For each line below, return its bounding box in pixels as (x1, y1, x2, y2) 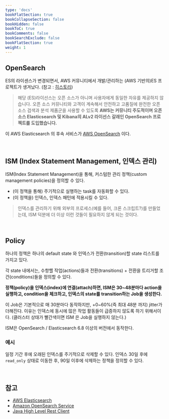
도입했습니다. (31, 120, 57, 126)
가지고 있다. (5, 257, 29, 263)
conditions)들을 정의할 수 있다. (11, 274, 72, 280)
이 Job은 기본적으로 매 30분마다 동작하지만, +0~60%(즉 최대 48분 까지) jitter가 (5, 302, 162, 308)
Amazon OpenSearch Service (12, 403, 74, 409)
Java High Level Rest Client (12, 408, 70, 414)
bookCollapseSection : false (5, 17, 65, 22)
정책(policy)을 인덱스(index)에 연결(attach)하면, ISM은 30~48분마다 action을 (5, 285, 162, 291)
